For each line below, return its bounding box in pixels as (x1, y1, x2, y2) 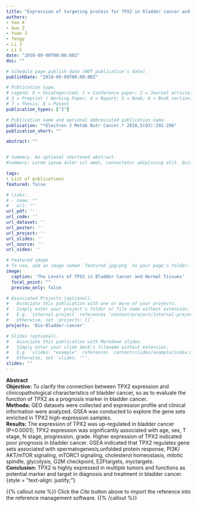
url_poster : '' (6, 225, 43, 231)
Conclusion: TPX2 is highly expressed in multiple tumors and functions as (6, 464, 186, 471)
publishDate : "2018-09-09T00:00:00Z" (6, 74, 98, 80)
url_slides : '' (6, 236, 43, 242)
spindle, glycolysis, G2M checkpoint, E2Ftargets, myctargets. (6, 458, 154, 465)
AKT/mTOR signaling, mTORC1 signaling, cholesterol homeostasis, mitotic (6, 451, 184, 459)
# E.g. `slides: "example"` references (6, 349, 109, 356)
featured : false (6, 181, 46, 187)
